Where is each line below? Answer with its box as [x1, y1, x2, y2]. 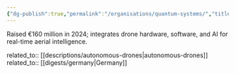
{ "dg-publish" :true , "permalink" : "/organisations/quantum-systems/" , [6, 10, 212, 18]
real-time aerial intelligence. [6, 37, 88, 46]
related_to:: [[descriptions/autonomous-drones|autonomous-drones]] [6, 51, 209, 59]
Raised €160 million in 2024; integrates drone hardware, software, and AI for [6, 30, 228, 38]
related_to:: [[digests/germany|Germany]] [6, 58, 128, 67]
